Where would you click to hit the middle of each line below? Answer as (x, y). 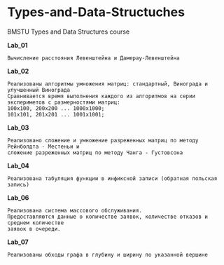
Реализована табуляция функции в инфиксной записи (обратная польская (112, 178)
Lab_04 (18, 165)
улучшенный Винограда (39, 90)
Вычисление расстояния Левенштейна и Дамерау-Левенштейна (93, 58)
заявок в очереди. (34, 229)
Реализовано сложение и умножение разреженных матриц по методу (103, 140)
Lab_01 (17, 45)
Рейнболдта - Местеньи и (43, 147)
